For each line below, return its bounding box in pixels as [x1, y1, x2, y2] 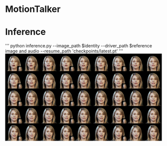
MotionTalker [5, 3, 61, 15]
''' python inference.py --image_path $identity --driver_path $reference [5, 43, 153, 49]
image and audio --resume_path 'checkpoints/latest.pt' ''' [5, 48, 123, 54]
